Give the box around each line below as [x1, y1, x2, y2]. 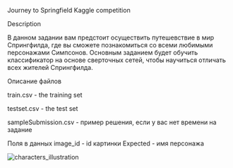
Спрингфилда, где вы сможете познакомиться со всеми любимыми [7, 41, 213, 49]
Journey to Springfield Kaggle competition [7, 6, 131, 14]
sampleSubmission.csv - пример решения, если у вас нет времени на [7, 118, 217, 126]
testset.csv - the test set [7, 104, 78, 112]
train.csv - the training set [7, 91, 83, 99]
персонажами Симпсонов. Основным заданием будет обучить [7, 49, 198, 56]
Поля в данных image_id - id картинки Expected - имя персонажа [7, 139, 205, 148]
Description [7, 20, 41, 28]
